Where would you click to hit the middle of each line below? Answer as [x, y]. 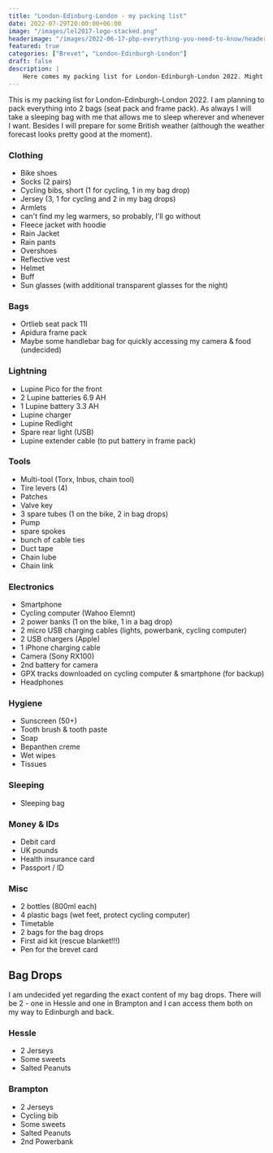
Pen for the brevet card [59, 950]
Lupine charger [45, 415]
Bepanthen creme [50, 747]
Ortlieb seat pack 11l [54, 324]
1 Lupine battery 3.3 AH [59, 406]
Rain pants [38, 241]
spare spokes [43, 531]
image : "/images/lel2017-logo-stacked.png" [83, 31]
